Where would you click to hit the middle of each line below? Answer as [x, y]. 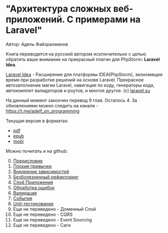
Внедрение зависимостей [41, 171]
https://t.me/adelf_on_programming [43, 111]
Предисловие [28, 161]
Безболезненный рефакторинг [46, 177]
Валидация [25, 193]
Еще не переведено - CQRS [43, 214]
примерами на [108, 19]
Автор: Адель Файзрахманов [37, 44]
